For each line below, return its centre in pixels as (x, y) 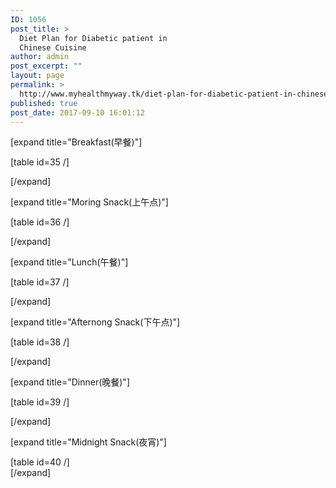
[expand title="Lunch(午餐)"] (69, 262)
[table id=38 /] (40, 342)
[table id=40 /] (40, 462)
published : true (44, 103)
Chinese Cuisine (53, 47)
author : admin (40, 57)
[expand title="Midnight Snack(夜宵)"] (88, 442)
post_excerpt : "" (46, 66)
